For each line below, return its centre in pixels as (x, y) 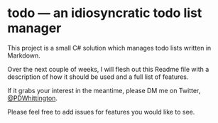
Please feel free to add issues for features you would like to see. (101, 112)
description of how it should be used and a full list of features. (98, 77)
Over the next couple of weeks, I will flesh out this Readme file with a (108, 69)
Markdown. (24, 55)
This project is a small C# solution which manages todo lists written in (109, 48)
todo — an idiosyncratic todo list (105, 13)
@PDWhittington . (33, 98)
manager (34, 28)
